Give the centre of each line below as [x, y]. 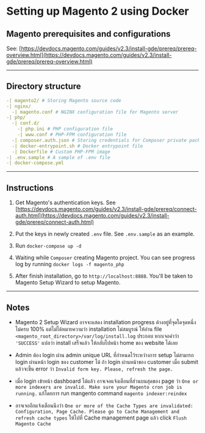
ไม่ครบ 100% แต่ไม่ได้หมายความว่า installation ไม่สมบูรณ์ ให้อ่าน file [88, 329]
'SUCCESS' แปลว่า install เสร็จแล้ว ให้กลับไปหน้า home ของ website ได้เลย [96, 342]
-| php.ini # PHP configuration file [65, 129]
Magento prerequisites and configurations [88, 34]
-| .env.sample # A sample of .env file [59, 157]
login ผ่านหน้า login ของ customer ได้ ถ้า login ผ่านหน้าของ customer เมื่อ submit [106, 361]
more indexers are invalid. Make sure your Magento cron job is [99, 387]
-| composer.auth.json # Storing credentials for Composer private [99, 140]
